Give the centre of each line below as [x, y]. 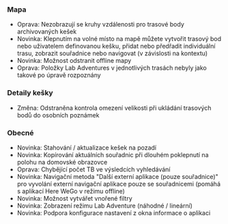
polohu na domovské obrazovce [62, 162]
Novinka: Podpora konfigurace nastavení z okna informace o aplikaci [114, 212]
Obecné [20, 132]
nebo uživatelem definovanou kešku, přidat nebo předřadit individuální [116, 46]
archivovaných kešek [47, 31]
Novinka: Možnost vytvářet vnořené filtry [75, 198]
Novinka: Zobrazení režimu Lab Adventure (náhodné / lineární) [105, 206]
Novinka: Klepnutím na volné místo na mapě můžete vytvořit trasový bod [119, 39]
